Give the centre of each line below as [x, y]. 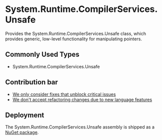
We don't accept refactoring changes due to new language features [82, 99]
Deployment [25, 115]
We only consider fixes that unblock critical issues [64, 94]
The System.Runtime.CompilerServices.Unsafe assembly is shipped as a [80, 127]
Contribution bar [32, 82]
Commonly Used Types [42, 55]
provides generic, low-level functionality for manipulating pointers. [74, 39]
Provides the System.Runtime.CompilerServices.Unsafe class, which [76, 33]
